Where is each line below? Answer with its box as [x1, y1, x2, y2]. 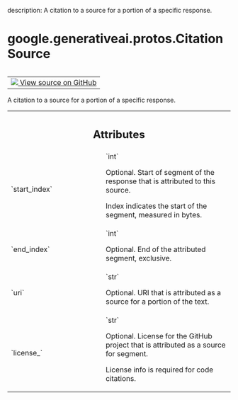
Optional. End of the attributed [106, 244, 206, 254]
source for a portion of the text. [106, 297, 210, 307]
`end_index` [11, 244, 50, 254]
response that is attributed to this [106, 176, 216, 186]
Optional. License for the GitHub [106, 331, 212, 341]
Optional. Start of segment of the [106, 168, 215, 178]
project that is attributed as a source [106, 340, 226, 350]
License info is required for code [106, 365, 214, 375]
